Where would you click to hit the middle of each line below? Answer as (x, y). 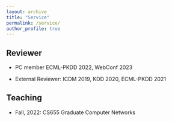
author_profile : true (33, 29)
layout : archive (26, 12)
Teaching (24, 98)
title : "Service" (28, 17)
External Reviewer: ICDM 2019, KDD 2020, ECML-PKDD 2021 (91, 79)
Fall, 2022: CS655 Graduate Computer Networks (75, 112)
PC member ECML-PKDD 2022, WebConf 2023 (74, 67)
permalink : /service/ (33, 23)
